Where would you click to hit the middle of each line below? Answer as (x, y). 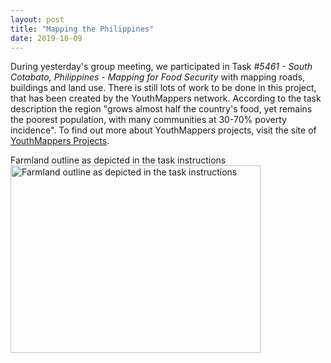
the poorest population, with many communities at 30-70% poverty (148, 120)
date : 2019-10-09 (46, 38)
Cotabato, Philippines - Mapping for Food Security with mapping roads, (158, 77)
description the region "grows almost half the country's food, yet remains (161, 109)
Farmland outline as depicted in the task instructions (118, 160)
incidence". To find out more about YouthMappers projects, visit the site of (163, 130)
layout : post (37, 19)
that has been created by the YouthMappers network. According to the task (166, 98)
